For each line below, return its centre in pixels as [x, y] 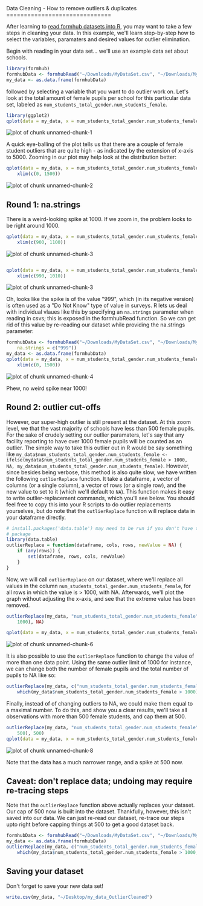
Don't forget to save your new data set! [55, 886]
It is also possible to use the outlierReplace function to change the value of [100, 656]
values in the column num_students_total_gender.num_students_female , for [99, 586]
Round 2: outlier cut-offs [53, 407]
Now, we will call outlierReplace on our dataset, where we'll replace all [95, 579]
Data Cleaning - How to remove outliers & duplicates [72, 8]
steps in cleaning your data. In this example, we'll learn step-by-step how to [101, 33]
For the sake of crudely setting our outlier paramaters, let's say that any [95, 435]
